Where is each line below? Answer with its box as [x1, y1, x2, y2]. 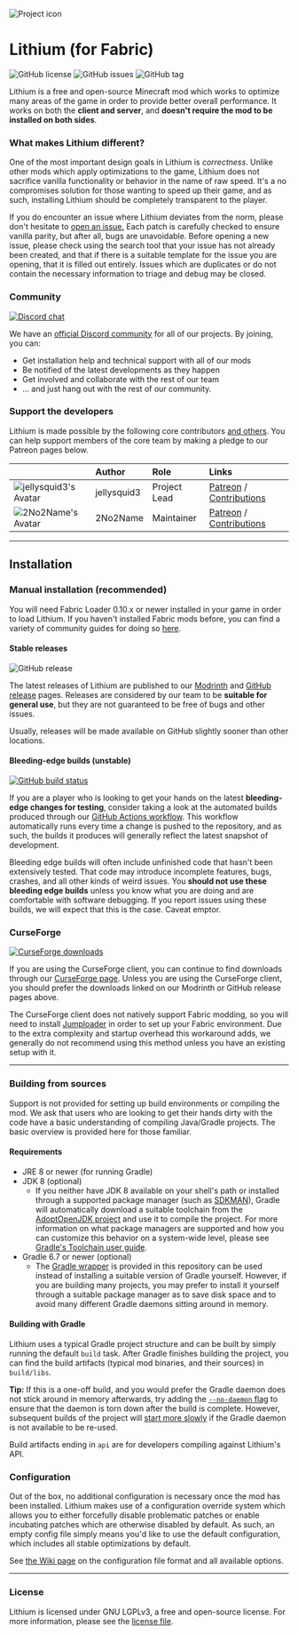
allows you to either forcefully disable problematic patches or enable [9, 1510, 260, 1520]
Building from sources [9, 1078, 106, 1090]
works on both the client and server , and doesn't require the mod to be [9, 105, 273, 116]
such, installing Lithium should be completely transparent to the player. [9, 195, 268, 205]
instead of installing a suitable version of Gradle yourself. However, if [35, 1270, 286, 1280]
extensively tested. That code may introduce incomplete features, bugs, [9, 866, 272, 877]
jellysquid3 [95, 485, 141, 498]
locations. [9, 734, 45, 746]
